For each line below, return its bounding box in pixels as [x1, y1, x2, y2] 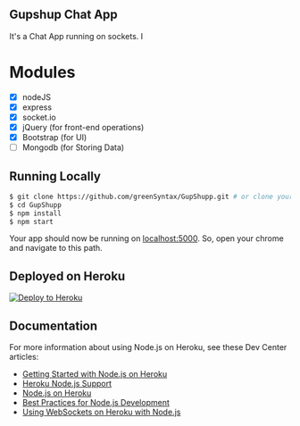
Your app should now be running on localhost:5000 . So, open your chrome [9, 233, 284, 244]
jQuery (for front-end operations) [21, 121, 145, 132]
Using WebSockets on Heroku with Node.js [21, 406, 181, 418]
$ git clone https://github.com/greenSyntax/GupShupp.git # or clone [9, 192, 274, 201]
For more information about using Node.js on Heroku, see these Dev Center [9, 342, 287, 353]
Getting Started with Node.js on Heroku [21, 369, 168, 380]
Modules [9, 63, 76, 82]
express [21, 102, 52, 113]
